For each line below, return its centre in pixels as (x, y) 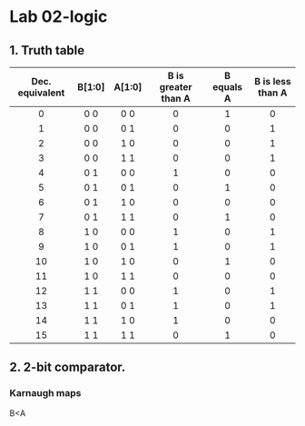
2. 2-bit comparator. (68, 367)
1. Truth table (47, 50)
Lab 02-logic (59, 17)
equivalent (41, 93)
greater (176, 87)
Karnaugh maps (45, 393)
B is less (272, 81)
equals (228, 87)
